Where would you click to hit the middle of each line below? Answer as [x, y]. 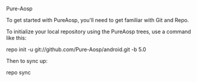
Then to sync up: [27, 61]
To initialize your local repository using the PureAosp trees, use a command [99, 31]
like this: [16, 38]
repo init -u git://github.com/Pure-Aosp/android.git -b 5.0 [76, 49]
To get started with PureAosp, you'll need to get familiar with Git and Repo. [98, 20]
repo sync [18, 72]
